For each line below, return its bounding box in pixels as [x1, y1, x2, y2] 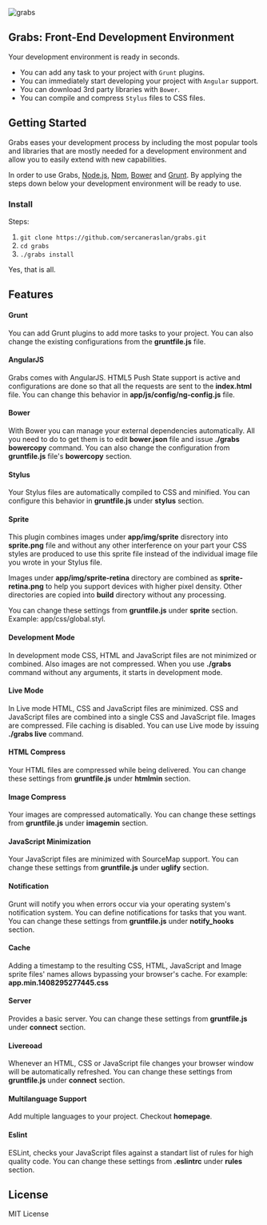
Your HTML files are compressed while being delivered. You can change [8, 765, 246, 774]
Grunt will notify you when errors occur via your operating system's [8, 899, 231, 909]
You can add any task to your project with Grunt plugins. [19, 67, 205, 77]
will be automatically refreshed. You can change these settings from [8, 1067, 233, 1077]
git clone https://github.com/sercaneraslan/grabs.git [19, 233, 207, 242]
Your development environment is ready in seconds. [8, 52, 180, 62]
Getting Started [8, 116, 87, 130]
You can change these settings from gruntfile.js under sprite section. [8, 605, 238, 616]
